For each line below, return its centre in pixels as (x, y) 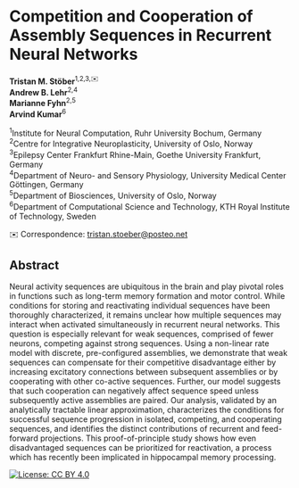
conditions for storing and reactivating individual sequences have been (140, 306)
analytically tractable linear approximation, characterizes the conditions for (147, 410)
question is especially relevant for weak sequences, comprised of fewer (141, 334)
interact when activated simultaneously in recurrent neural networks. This (145, 325)
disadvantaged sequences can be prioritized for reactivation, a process (141, 448)
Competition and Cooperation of (131, 17)
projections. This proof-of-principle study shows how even (148, 438)
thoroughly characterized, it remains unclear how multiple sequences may (145, 315)
